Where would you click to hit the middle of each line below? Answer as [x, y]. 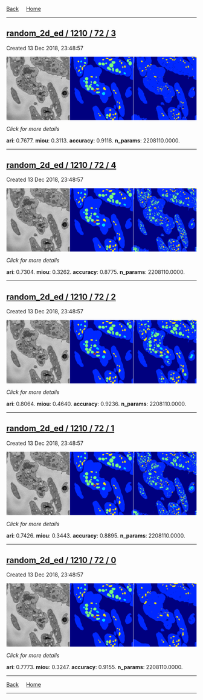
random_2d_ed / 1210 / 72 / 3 [61, 34]
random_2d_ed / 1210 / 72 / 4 [61, 165]
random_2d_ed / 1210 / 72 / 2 [61, 297]
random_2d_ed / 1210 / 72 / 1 [60, 429]
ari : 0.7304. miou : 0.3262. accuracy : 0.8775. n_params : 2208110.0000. [96, 272]
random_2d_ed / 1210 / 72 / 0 [61, 560]
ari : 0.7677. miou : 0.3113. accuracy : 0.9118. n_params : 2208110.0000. [93, 140]
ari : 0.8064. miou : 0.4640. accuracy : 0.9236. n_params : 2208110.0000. [96, 404]
